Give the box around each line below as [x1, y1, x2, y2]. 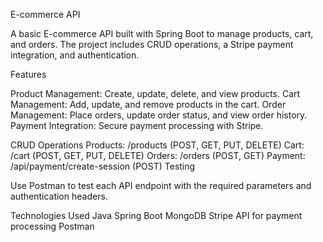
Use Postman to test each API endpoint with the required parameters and [10, 180, 312, 191]
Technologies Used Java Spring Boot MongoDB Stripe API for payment [10, 210, 303, 221]
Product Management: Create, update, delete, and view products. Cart [10, 88, 301, 99]
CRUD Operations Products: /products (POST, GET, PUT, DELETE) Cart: [10, 139, 305, 151]
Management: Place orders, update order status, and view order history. [10, 109, 308, 121]
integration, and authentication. [10, 49, 140, 61]
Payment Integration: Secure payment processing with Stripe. [10, 120, 264, 131]
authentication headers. [10, 190, 108, 202]
